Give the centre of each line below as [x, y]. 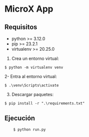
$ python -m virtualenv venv [34, 67]
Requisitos [21, 27]
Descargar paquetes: [32, 94]
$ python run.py [30, 129]
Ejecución [20, 118]
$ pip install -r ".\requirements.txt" [45, 103]
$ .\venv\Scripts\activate [32, 85]
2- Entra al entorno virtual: [31, 76]
